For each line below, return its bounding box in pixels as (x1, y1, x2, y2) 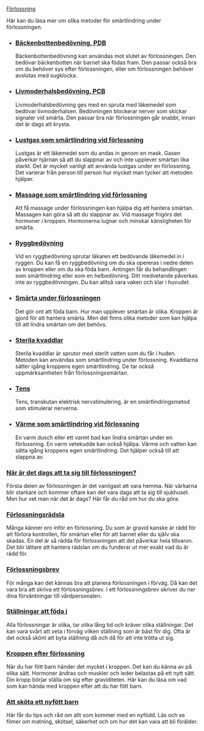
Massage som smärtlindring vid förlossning (15, 190, 147, 199)
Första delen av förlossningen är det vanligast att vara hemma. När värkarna (6, 482, 198, 489)
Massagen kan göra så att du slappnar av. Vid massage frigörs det (15, 211, 182, 218)
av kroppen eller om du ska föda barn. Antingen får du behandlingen (15, 266, 188, 273)
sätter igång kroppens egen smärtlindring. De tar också (15, 362, 154, 370)
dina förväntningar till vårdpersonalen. (6, 592, 102, 599)
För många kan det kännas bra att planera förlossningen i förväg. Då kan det (6, 579, 198, 587)
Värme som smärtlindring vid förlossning (15, 420, 140, 428)
